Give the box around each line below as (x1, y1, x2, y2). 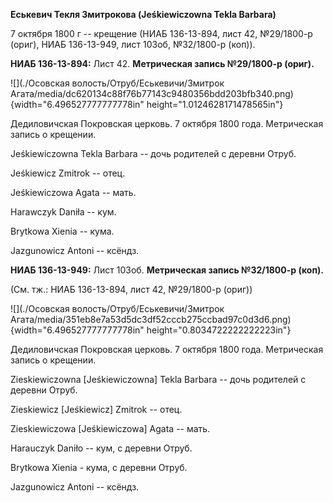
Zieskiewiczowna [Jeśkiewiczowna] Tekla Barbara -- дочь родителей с (10, 374, 307, 385)
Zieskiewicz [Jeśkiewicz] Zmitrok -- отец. (10, 404, 183, 415)
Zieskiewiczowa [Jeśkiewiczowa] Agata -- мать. (10, 423, 211, 434)
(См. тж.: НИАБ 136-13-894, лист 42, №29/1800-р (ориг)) (10, 284, 253, 295)
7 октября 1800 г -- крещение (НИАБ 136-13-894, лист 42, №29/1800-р (10, 28, 313, 39)
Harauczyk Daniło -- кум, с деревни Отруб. (10, 442, 193, 454)
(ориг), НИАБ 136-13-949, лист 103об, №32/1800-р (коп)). (10, 39, 256, 50)
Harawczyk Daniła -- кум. (10, 206, 117, 218)
